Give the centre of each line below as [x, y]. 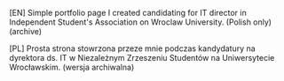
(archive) [26, 31]
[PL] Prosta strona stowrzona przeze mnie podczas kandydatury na [132, 48]
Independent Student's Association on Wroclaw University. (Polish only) [141, 22]
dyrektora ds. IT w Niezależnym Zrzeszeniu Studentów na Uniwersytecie [142, 58]
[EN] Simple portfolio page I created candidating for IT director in [128, 13]
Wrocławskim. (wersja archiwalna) [72, 67]
